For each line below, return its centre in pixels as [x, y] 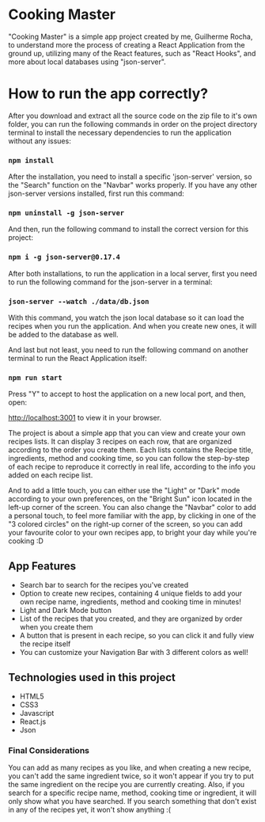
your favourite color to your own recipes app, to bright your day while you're [132, 533]
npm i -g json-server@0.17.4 [64, 257]
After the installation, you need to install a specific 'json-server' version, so [130, 177]
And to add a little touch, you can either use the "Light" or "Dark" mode [124, 491]
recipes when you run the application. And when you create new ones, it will [132, 326]
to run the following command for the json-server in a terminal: [110, 282]
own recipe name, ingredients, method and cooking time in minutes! [130, 602]
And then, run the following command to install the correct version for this [129, 229]
